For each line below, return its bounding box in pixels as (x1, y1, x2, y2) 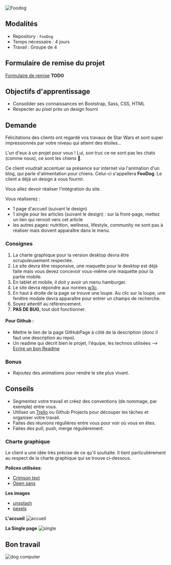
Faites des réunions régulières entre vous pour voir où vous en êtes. (12, 419, 156, 426)
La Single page (5, 525, 37, 531)
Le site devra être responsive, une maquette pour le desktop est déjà (12, 263, 158, 269)
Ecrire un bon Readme (12, 345, 60, 351)
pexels (12, 506, 27, 512)
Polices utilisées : (5, 465, 42, 471)
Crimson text (12, 475, 40, 481)
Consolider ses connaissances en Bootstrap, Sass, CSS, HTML (12, 101, 145, 107)
